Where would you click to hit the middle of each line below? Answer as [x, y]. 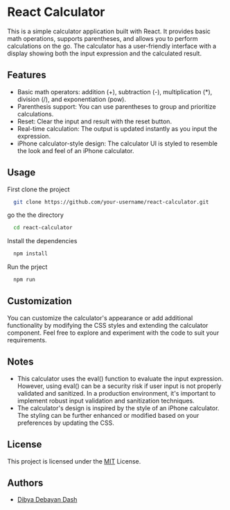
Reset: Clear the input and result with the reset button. [94, 121]
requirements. [27, 340]
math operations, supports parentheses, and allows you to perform [103, 38]
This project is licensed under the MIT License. [74, 461]
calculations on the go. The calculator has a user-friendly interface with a [112, 46]
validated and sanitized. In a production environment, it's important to [116, 393]
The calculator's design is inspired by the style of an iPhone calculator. [118, 408]
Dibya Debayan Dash [47, 500]
